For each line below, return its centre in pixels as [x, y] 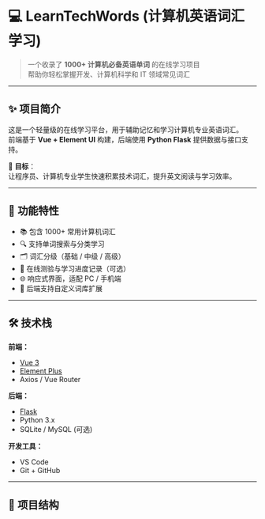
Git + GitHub [40, 471]
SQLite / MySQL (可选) [56, 430]
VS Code [34, 462]
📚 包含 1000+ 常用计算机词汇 [67, 231]
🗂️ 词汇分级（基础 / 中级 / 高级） [73, 256]
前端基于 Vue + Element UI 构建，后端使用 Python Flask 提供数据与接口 [125, 139]
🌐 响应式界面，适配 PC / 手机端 [70, 278]
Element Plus [41, 371]
